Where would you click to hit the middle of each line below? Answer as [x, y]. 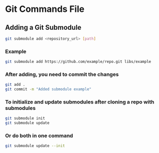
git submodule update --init [35, 146]
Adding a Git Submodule [43, 27]
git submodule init [25, 118]
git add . [15, 85]
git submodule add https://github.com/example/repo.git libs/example [78, 62]
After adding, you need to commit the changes [62, 74]
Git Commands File [45, 9]
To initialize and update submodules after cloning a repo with [80, 102]
